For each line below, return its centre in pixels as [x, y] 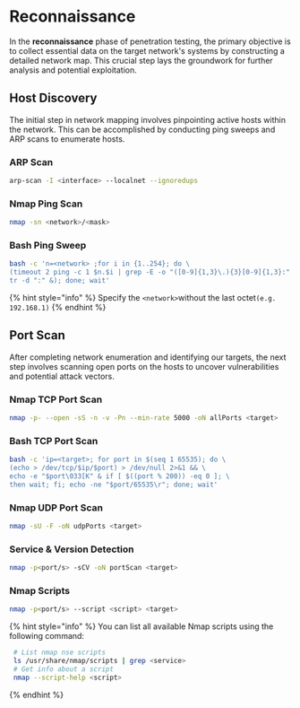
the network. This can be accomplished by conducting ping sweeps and [142, 129]
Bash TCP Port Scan [54, 441]
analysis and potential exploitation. [73, 70]
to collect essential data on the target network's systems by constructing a [147, 50]
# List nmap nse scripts [59, 652]
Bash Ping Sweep [48, 246]
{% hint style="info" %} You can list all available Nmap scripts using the [141, 626]
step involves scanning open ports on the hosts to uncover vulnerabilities [144, 366]
